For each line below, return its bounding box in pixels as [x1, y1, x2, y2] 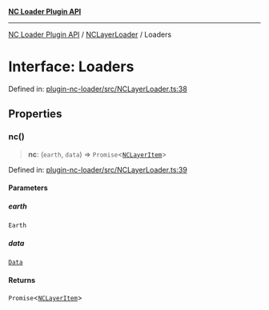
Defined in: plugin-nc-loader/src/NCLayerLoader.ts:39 [8, 165, 188, 174]
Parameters [8, 183, 48, 193]
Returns [8, 275, 36, 284]
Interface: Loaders [8, 58, 134, 76]
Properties [8, 107, 62, 121]
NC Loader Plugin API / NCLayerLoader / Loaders [8, 30, 172, 39]
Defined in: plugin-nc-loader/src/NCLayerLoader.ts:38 [8, 84, 188, 93]
